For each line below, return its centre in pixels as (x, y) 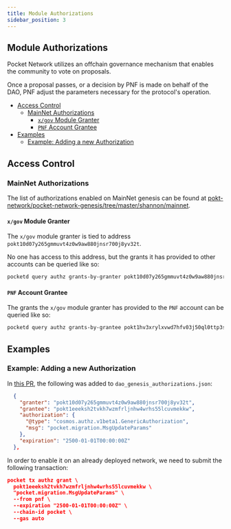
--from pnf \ (32, 499)
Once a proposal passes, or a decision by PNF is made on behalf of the (108, 85)
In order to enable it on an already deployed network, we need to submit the (114, 460)
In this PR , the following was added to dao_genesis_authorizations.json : (110, 383)
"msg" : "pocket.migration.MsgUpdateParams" (89, 428)
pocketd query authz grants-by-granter (64, 277)
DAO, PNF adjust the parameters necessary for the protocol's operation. (109, 92)
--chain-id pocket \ (43, 513)
